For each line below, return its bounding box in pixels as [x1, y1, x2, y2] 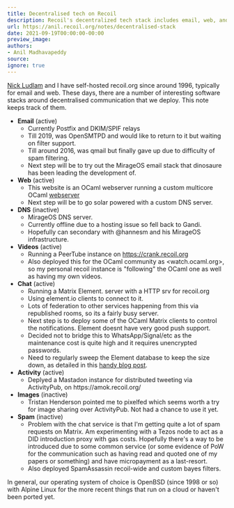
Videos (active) [17, 242, 63, 251]
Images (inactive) [17, 390, 68, 399]
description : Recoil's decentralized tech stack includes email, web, [7, 17, 217, 24]
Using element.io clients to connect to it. [27, 294, 144, 303]
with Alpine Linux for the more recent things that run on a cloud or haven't [7, 485, 219, 493]
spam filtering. [27, 154, 70, 162]
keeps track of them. [7, 103, 67, 111]
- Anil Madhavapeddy [7, 49, 68, 56]
